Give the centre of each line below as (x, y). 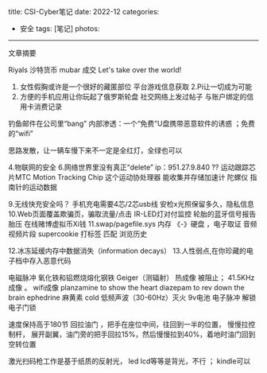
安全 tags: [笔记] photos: (60, 29)
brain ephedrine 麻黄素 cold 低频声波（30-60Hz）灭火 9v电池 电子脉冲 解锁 (132, 297)
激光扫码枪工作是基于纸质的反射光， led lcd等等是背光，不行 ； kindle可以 (130, 361)
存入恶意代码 (50, 260)
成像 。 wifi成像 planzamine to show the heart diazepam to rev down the (126, 288)
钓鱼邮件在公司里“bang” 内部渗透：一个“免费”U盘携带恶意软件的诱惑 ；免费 (132, 123)
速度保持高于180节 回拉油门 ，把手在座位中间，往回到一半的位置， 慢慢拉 (128, 324)
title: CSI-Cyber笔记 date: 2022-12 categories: (84, 12)
